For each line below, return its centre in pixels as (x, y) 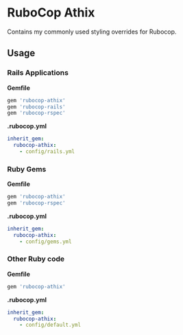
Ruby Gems (27, 169)
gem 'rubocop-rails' (37, 107)
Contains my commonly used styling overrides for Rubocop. (92, 32)
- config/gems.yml (46, 242)
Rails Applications (38, 73)
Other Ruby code (36, 259)
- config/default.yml (50, 325)
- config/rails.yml (47, 152)
